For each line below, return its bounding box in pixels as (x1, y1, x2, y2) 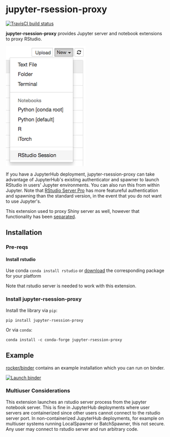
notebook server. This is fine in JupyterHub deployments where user (6, 404, 150, 410)
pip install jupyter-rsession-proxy (6, 318, 83, 323)
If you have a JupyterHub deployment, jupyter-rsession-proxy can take (6, 171, 155, 177)
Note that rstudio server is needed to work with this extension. (6, 283, 136, 289)
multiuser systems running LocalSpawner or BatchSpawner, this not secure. (6, 420, 165, 427)
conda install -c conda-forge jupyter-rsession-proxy (6, 337, 123, 343)
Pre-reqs (6, 244, 29, 251)
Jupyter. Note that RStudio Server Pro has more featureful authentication (6, 187, 158, 193)
